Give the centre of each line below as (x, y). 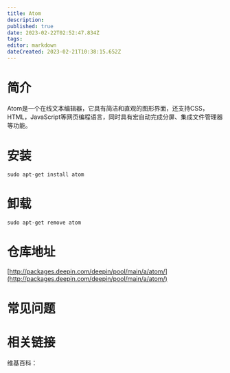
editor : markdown (32, 45)
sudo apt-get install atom (46, 174)
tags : (15, 39)
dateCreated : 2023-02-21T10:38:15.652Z (64, 52)
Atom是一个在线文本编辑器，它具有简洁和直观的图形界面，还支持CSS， (108, 108)
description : (26, 20)
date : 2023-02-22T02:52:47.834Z (53, 33)
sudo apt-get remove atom (44, 223)
